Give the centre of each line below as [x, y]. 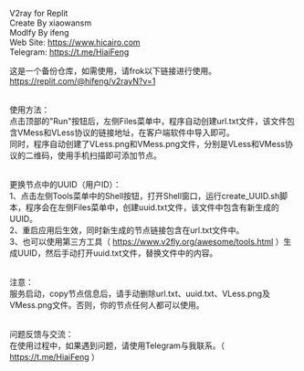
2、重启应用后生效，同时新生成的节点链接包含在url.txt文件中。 [127, 230]
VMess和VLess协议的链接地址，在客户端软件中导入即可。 [126, 132]
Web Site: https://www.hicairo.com [75, 42]
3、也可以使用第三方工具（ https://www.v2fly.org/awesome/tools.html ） [147, 242]
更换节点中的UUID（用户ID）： [65, 185]
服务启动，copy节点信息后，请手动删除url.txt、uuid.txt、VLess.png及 [140, 293]
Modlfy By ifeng [40, 32]
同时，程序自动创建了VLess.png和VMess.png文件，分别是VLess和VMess [147, 144]
